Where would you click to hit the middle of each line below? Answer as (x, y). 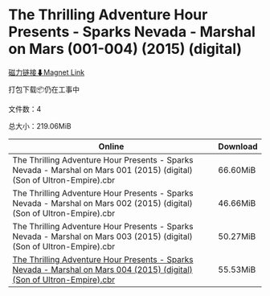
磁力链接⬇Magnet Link (47, 72)
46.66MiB (237, 203)
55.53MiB (237, 269)
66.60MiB (237, 170)
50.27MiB (237, 236)
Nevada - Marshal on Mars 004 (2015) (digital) (102, 269)
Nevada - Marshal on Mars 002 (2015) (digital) (102, 203)
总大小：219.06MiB (40, 125)
